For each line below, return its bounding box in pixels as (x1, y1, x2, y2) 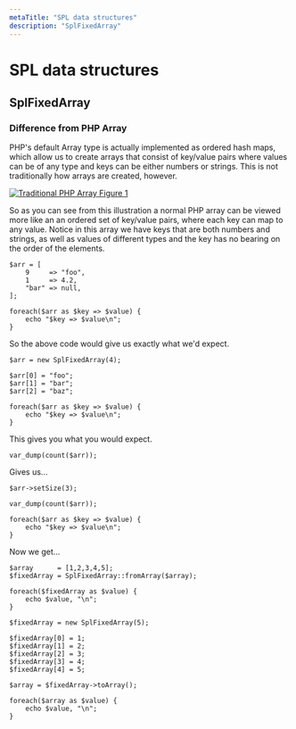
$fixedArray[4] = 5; (9, 666, 86, 675)
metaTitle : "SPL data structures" (9, 12, 138, 22)
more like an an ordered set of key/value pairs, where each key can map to (9, 215, 284, 226)
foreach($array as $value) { (9, 697, 118, 706)
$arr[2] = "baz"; (9, 387, 74, 396)
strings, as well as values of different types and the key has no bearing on (9, 234, 281, 244)
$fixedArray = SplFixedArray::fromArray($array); (9, 572, 198, 581)
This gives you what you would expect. (9, 434, 153, 444)
